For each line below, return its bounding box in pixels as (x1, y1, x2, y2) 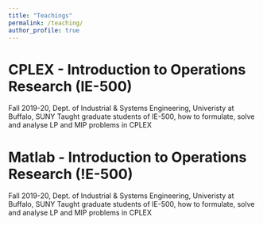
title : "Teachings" (8, 11, 73, 20)
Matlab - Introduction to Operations (8, 148, 247, 166)
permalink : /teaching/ (8, 19, 83, 27)
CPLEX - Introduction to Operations (8, 60, 246, 78)
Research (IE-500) (8, 77, 133, 95)
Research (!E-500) (8, 165, 133, 183)
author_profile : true (8, 26, 80, 34)
